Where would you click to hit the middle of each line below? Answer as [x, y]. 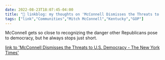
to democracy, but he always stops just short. [51, 38]
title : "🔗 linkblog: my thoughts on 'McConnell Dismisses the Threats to [82, 14]
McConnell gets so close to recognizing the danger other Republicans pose [82, 33]
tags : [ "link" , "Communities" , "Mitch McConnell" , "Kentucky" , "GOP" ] [74, 19]
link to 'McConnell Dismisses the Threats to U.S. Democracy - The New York [82, 48]
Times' [12, 53]
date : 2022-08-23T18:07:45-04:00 [39, 10]
